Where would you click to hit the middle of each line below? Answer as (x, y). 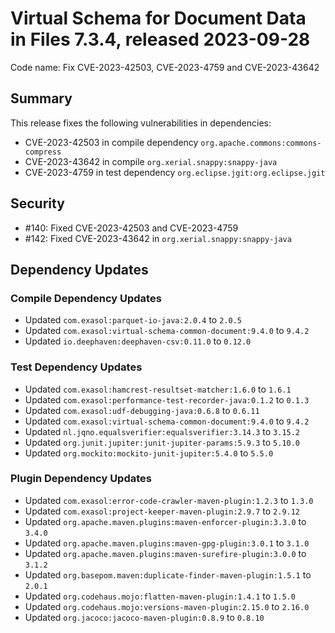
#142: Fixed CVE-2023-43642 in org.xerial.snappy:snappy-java (158, 238)
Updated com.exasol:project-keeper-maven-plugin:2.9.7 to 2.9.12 (162, 511)
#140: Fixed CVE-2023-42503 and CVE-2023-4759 (131, 228)
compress (43, 152)
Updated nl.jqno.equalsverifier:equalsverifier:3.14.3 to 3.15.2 (162, 431)
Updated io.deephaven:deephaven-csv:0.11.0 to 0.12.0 (138, 341)
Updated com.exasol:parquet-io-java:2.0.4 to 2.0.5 (133, 320)
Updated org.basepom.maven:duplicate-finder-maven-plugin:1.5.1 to (168, 574)
